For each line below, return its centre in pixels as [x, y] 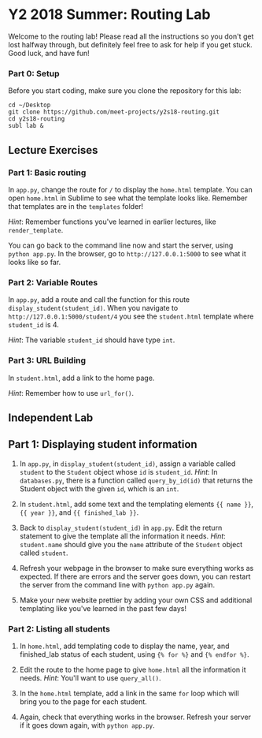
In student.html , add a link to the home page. [81, 378]
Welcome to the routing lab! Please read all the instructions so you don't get [131, 36]
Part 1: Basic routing [47, 173]
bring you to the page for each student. [83, 702]
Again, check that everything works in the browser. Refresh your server [135, 717]
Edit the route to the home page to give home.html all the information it [133, 670]
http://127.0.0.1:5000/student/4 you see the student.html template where [131, 316]
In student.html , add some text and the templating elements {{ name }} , [137, 504]
